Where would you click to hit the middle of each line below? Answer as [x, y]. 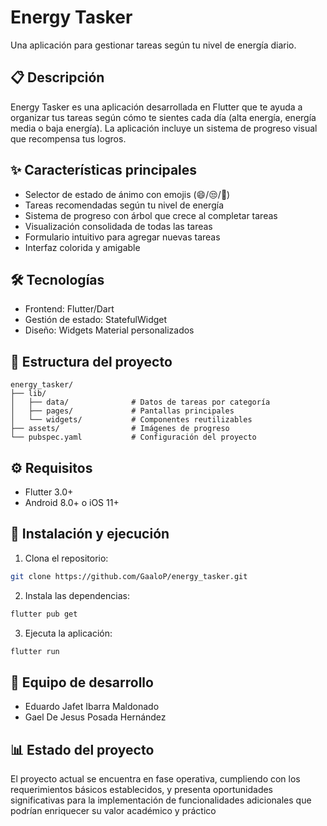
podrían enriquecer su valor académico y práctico [113, 811]
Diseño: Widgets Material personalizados [109, 330]
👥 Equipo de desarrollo [82, 682]
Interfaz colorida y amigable [82, 247]
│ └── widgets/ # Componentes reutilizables [131, 420]
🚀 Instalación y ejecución [90, 534]
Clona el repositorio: [66, 558]
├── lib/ [28, 394]
